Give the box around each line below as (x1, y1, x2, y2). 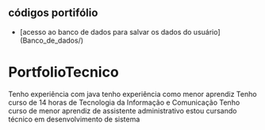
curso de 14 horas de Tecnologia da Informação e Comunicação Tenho (8, 98, 240, 107)
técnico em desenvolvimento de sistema (8, 114, 140, 124)
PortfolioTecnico (8, 63, 119, 81)
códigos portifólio (8, 6, 98, 20)
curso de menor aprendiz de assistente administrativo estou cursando (8, 106, 237, 115)
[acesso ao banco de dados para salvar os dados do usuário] (19, 27, 221, 36)
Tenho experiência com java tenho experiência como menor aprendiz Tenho (8, 89, 257, 98)
